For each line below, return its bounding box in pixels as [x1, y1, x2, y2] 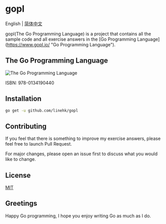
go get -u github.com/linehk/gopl [5, 108, 79, 113]
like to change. [5, 156, 37, 162]
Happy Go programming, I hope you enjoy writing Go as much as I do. [5, 212, 151, 219]
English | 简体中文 [5, 20, 43, 26]
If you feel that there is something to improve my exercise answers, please [5, 135, 161, 142]
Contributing [5, 122, 47, 130]
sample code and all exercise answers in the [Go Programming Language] [5, 36, 160, 42]
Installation [5, 95, 42, 103]
